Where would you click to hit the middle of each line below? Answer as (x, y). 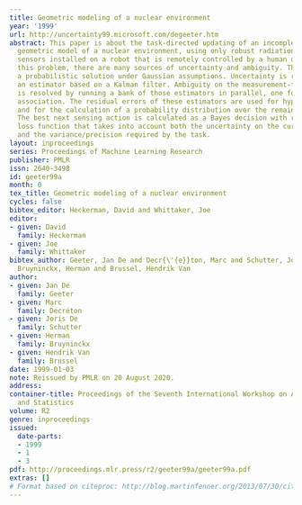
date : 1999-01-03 (42, 369)
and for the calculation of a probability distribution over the (142, 110)
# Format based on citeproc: (64, 486)
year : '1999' (34, 26)
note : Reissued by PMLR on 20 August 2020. (92, 378)
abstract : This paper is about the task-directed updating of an (134, 43)
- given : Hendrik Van (50, 352)
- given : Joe (34, 244)
